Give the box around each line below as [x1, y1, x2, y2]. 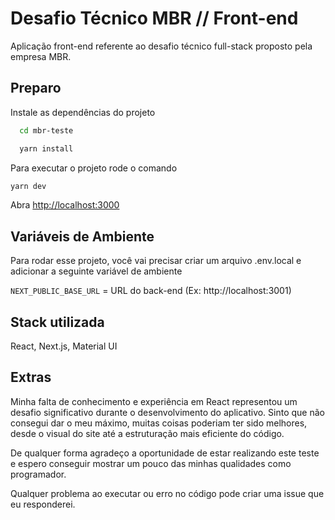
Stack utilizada [10, 313, 105, 331]
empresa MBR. [10, 50, 72, 62]
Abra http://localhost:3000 [10, 199, 120, 211]
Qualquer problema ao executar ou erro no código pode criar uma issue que [10, 487, 325, 499]
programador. [10, 468, 67, 480]
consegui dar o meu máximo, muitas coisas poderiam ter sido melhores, [10, 417, 308, 429]
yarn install [19, 143, 74, 154]
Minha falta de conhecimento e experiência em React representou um [10, 395, 298, 407]
